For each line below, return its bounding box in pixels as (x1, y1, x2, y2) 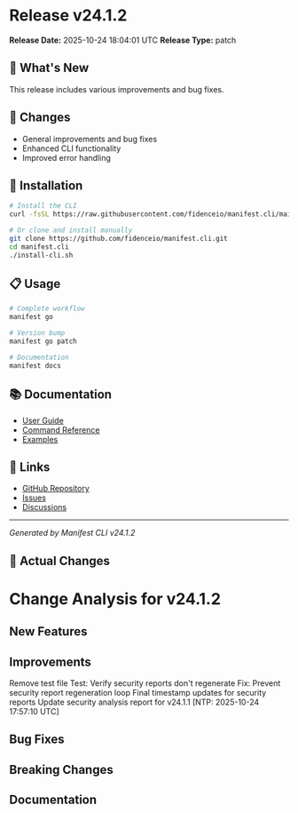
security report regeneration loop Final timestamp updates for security (9, 688, 267, 698)
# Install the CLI (9, 202, 77, 211)
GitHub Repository (21, 483, 90, 494)
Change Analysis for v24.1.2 (9, 588, 222, 609)
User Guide (21, 415, 64, 426)
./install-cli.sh (9, 251, 74, 259)
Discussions (21, 502, 67, 513)
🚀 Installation (9, 178, 83, 193)
